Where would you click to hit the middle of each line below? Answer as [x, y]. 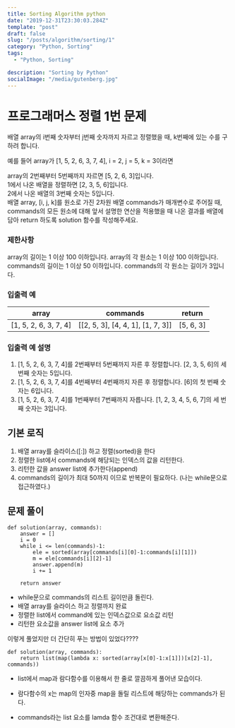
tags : [15, 54]
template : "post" [33, 27]
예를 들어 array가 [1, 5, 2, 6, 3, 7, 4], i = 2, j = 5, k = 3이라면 [90, 161]
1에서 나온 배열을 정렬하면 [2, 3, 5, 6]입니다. [68, 185]
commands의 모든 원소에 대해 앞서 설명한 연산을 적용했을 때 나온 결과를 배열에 [115, 211]
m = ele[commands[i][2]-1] [72, 559]
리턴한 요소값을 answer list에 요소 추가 [71, 623]
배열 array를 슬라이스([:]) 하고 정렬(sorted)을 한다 [86, 451]
